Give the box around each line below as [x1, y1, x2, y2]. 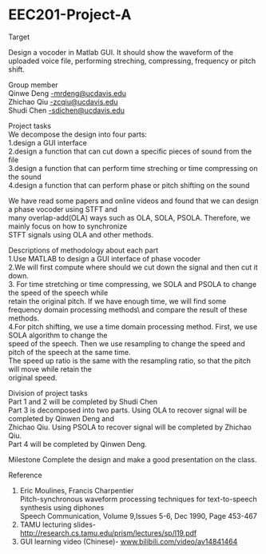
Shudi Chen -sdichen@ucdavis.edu [8, 106, 125, 115]
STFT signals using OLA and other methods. [8, 229, 154, 239]
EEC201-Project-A [8, 6, 132, 24]
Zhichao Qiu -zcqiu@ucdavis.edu [8, 97, 118, 106]
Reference [8, 470, 42, 480]
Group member [8, 80, 58, 90]
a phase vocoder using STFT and [8, 204, 118, 213]
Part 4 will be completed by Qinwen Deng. [8, 439, 148, 448]
